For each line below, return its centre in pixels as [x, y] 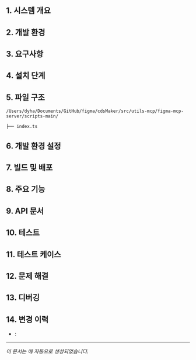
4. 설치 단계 [26, 76]
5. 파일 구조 [26, 97]
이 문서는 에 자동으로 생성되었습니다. [47, 351]
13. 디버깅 [23, 298]
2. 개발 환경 [26, 32]
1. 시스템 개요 [28, 11]
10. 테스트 [23, 233]
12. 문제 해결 [27, 276]
